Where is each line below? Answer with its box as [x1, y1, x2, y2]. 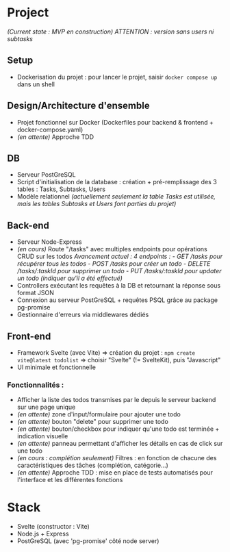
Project [7, 5, 49, 21]
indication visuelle [16, 432, 68, 440]
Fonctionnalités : [7, 380, 64, 390]
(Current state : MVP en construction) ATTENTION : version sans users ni [7, 27, 214, 36]
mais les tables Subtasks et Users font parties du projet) [16, 200, 177, 208]
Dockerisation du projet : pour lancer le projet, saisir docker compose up [16, 73, 218, 81]
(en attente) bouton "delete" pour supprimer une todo [16, 418, 169, 426]
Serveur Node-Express [16, 238, 82, 246]
